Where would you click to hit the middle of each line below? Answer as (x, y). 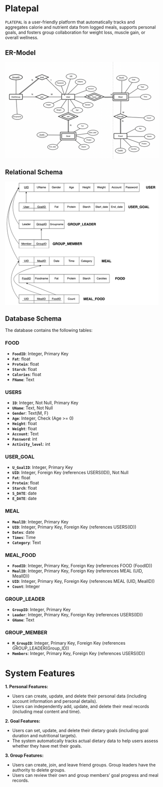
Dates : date (23, 532)
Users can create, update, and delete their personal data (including (79, 696)
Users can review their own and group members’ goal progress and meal (85, 775)
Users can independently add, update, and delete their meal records (81, 707)
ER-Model (20, 53)
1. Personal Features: (27, 687)
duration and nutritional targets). (45, 736)
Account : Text (25, 434)
